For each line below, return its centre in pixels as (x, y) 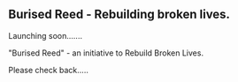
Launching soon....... (46, 35)
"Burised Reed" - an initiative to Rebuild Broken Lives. (106, 53)
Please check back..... (49, 70)
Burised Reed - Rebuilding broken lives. (119, 15)
